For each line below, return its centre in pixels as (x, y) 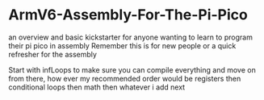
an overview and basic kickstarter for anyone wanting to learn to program (130, 37)
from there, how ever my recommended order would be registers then (125, 78)
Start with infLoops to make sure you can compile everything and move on (132, 69)
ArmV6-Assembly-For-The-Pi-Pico (128, 15)
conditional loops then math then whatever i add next (97, 87)
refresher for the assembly (52, 54)
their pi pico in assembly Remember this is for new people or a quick (122, 45)
